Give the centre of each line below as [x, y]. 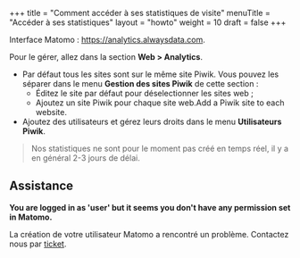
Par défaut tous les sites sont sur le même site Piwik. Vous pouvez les [150, 74]
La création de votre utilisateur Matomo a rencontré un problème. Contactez [149, 234]
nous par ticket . [38, 244]
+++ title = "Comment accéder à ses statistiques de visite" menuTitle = [140, 13]
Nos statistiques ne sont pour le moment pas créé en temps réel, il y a [159, 148]
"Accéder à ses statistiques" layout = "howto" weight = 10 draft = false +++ [148, 22]
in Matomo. [31, 217]
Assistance [42, 186]
